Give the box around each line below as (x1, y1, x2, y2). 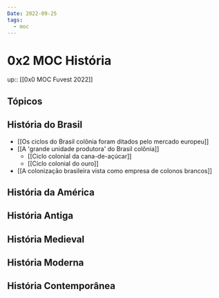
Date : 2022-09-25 (7, 10, 57, 17)
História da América (7, 186, 95, 198)
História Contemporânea (7, 280, 116, 292)
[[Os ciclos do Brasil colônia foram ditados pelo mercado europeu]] (17, 137, 209, 146)
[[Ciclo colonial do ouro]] (27, 159, 99, 168)
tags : (7, 17, 23, 23)
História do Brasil (7, 119, 83, 131)
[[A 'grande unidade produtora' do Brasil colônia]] (17, 144, 160, 152)
